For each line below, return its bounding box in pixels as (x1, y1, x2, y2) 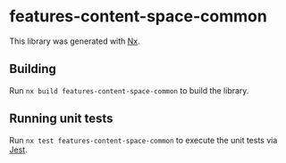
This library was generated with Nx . (9, 36, 140, 46)
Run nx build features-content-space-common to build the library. (9, 85, 249, 95)
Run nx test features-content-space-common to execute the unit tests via (9, 134, 278, 145)
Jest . (9, 144, 29, 155)
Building (9, 61, 56, 77)
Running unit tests (9, 111, 114, 126)
